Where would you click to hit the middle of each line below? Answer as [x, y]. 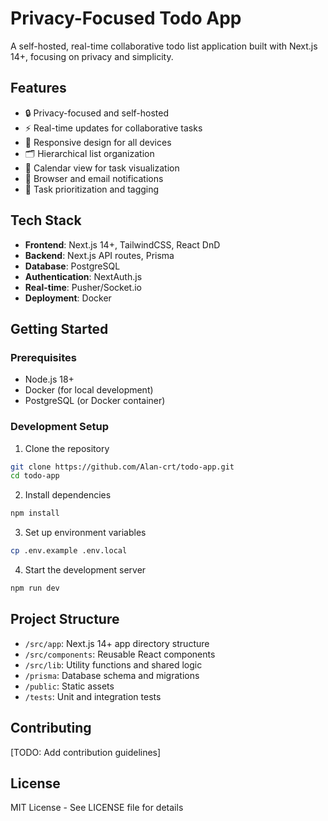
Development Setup [59, 427]
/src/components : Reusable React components [120, 654]
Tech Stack [46, 220]
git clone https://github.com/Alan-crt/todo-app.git [122, 467]
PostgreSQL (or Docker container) [95, 401]
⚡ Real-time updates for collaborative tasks [113, 128]
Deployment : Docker [68, 298]
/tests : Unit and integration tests [93, 696]
